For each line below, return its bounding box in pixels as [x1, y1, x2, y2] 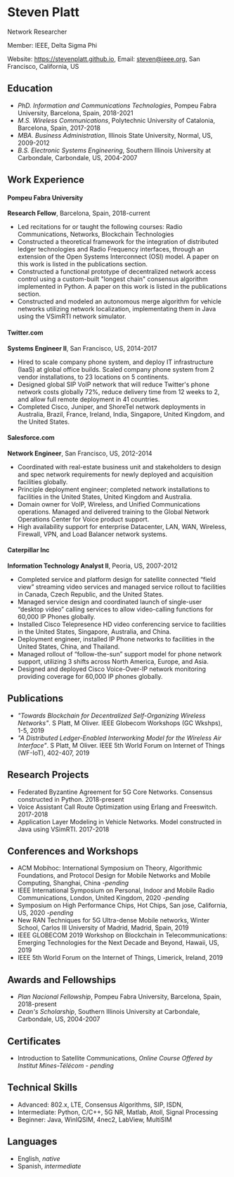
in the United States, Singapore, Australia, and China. [17, 627, 171, 636]
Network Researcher [7, 27, 67, 36]
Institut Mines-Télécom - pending [17, 1062, 115, 1070]
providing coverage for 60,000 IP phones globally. [17, 672, 163, 680]
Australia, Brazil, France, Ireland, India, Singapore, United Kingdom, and [17, 410, 225, 418]
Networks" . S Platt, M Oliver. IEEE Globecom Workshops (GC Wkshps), [17, 718, 223, 727]
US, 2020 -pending [17, 909, 74, 917]
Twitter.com [7, 328, 44, 337]
